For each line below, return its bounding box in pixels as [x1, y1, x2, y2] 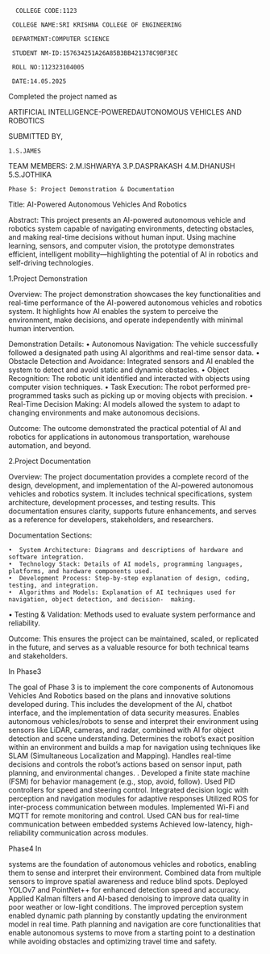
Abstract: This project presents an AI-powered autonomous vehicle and [8, 215, 246, 224]
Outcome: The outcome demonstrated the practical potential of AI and [8, 424, 242, 433]
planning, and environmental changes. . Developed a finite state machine [8, 768, 251, 777]
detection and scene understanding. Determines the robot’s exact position [8, 734, 255, 743]
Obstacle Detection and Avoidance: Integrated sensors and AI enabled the [8, 357, 255, 366]
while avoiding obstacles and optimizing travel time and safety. [8, 936, 218, 946]
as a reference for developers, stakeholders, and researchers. [8, 515, 214, 524]
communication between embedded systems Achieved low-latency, [8, 819, 234, 829]
